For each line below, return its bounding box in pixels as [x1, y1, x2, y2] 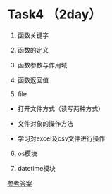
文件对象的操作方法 [17, 119, 74, 127]
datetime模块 [17, 164, 56, 172]
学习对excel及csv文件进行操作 [17, 134, 106, 143]
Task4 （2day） [7, 6, 102, 22]
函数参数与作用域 [17, 60, 68, 69]
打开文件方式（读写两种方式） [17, 104, 104, 112]
